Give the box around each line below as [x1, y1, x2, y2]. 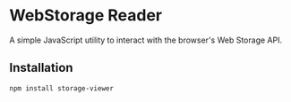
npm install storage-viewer [9, 83, 115, 93]
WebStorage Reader [9, 5, 163, 26]
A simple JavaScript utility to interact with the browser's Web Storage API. [9, 35, 283, 45]
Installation [9, 60, 73, 75]
